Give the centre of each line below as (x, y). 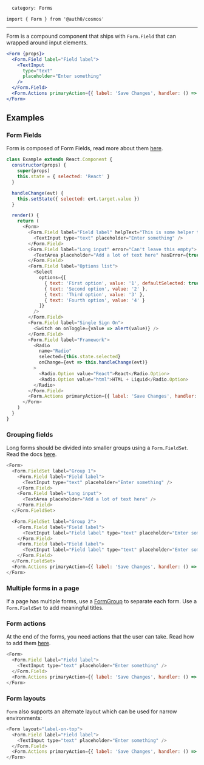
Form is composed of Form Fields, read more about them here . (85, 148)
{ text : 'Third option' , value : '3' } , (95, 294)
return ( (28, 221)
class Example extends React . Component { (59, 160)
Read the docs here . (32, 454)
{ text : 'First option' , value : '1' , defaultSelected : (115, 283)
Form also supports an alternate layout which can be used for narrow (92, 711)
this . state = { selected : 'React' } (64, 177)
